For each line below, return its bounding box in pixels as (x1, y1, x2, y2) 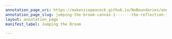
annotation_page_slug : (5, 12, 54, 17)
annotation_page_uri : (5, 7, 52, 13)
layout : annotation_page (5, 17, 58, 22)
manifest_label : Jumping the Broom (5, 21, 81, 27)
